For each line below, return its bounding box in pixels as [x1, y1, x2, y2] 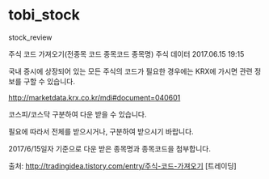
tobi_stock [8, 6, 81, 24]
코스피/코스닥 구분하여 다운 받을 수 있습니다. [8, 109, 147, 119]
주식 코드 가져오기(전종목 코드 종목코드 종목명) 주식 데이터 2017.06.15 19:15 [8, 49, 245, 58]
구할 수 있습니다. [23, 76, 75, 86]
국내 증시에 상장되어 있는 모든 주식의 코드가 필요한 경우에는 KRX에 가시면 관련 [8, 66, 253, 76]
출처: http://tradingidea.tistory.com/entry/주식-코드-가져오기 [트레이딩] [8, 160, 237, 171]
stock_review [8, 32, 53, 42]
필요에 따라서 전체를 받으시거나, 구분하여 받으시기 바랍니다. [8, 126, 194, 136]
